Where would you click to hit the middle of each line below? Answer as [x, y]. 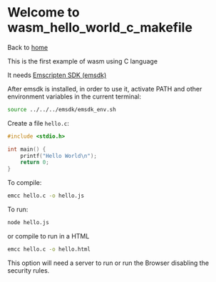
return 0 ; [35, 162]
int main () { [27, 149]
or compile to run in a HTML [48, 236]
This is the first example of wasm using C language [83, 61]
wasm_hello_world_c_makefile [100, 27]
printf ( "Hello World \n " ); [59, 156]
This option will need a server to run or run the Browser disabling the [108, 263]
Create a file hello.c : [38, 123]
